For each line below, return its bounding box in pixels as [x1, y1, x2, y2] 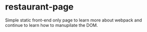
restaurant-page [5, 1, 74, 12]
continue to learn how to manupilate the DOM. [5, 22, 98, 28]
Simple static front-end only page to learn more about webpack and [5, 17, 142, 23]
